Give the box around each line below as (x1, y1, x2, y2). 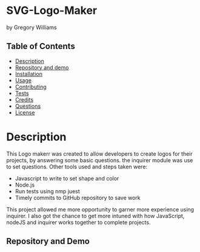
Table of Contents (6, 41, 76, 51)
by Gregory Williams (6, 24, 57, 31)
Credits (15, 96, 34, 103)
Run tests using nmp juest (15, 187, 80, 194)
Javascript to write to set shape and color (15, 174, 119, 182)
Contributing (15, 83, 47, 90)
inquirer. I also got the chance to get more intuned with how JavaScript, (6, 212, 185, 219)
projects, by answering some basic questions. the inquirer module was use (6, 156, 193, 164)
